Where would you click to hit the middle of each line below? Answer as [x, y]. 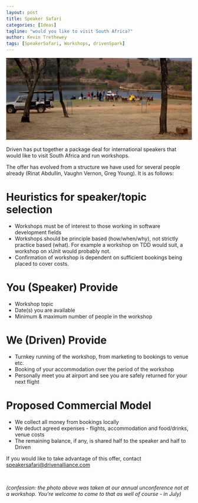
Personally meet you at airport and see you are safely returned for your [101, 375]
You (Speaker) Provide [62, 288]
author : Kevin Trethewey [37, 37]
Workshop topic [34, 303]
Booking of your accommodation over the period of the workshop [94, 369]
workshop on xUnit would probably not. [62, 251]
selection [29, 210]
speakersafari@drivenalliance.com [48, 465]
